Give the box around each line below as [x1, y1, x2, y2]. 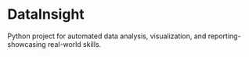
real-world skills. [47, 39, 102, 48]
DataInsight [7, 5, 85, 23]
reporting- [207, 31, 241, 41]
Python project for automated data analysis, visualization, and [7, 31, 207, 41]
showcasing [7, 39, 46, 48]
